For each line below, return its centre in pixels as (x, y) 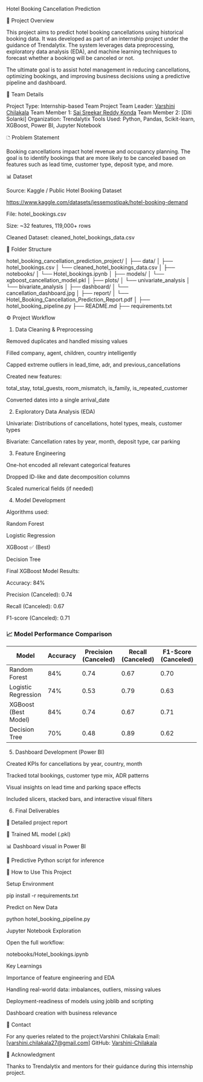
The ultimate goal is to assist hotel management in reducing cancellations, (98, 70)
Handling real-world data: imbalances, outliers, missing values (84, 989)
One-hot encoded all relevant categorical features (69, 465)
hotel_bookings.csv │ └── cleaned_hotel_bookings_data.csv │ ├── (91, 267)
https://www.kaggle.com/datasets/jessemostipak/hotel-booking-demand (97, 202)
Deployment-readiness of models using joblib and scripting (80, 1001)
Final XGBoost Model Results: (43, 571)
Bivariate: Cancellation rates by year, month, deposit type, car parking (93, 441)
